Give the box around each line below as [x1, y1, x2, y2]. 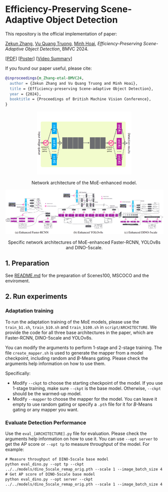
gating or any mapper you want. [12, 406, 79, 412]
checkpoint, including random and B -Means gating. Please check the [5, 355, 148, 361]
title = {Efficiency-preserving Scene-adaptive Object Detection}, [10, 86, 154, 91]
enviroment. [5, 277, 30, 284]
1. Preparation [5, 259, 49, 268]
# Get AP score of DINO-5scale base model [5, 471, 95, 477]
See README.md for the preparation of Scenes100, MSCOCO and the [5, 272, 149, 278]
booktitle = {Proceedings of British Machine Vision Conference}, [10, 97, 151, 102]
